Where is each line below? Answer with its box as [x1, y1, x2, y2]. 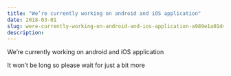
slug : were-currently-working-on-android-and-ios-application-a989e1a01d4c [7, 23, 229, 29]
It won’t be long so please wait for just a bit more [7, 61, 146, 69]
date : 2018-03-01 [7, 16, 57, 23]
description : [7, 29, 45, 36]
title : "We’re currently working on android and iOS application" [7, 10, 201, 17]
